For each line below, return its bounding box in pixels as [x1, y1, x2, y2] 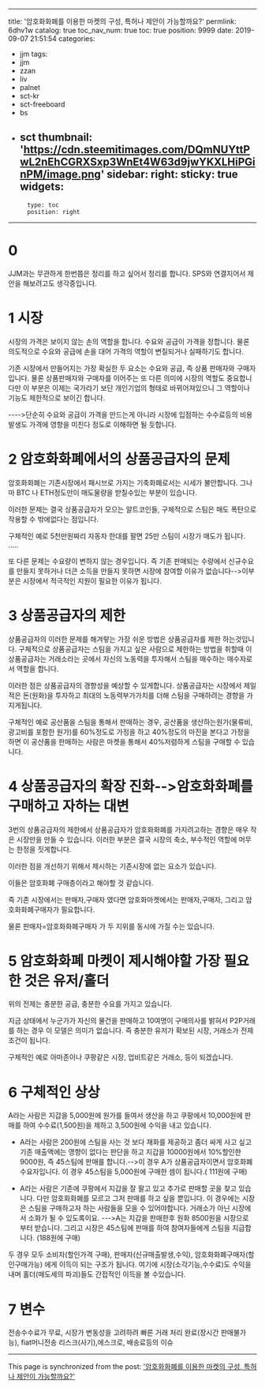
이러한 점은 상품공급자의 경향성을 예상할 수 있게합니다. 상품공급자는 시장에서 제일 [8, 681, 257, 690]
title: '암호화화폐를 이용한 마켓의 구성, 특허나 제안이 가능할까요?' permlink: [8, 17, 237, 26]
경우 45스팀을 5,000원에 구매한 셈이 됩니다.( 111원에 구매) [69, 1167, 248, 1176]
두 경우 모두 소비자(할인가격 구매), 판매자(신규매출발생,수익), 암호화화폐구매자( [8, 1250, 248, 1259]
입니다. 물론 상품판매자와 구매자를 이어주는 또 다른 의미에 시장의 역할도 [8, 373, 225, 383]
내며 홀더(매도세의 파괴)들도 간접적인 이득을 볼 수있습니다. [8, 1270, 186, 1279]
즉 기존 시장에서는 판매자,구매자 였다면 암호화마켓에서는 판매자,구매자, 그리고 [8, 895, 244, 904]
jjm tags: [19, 49, 48, 58]
